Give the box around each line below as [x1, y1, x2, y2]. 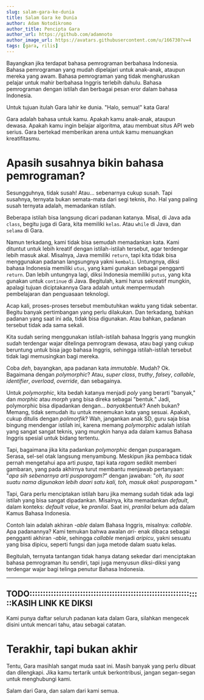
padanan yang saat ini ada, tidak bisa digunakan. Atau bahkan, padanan [6, 314, 186, 322]
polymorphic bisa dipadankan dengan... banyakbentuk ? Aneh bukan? [6, 402, 180, 409]
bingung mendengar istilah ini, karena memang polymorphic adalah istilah [6, 421, 191, 429]
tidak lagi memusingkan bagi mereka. [6, 352, 100, 359]
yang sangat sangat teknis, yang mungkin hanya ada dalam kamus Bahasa [6, 428, 192, 435]
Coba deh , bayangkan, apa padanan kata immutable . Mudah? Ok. [6, 364, 170, 372]
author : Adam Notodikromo [6, 20, 72, 26]
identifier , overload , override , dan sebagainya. [6, 377, 122, 384]
